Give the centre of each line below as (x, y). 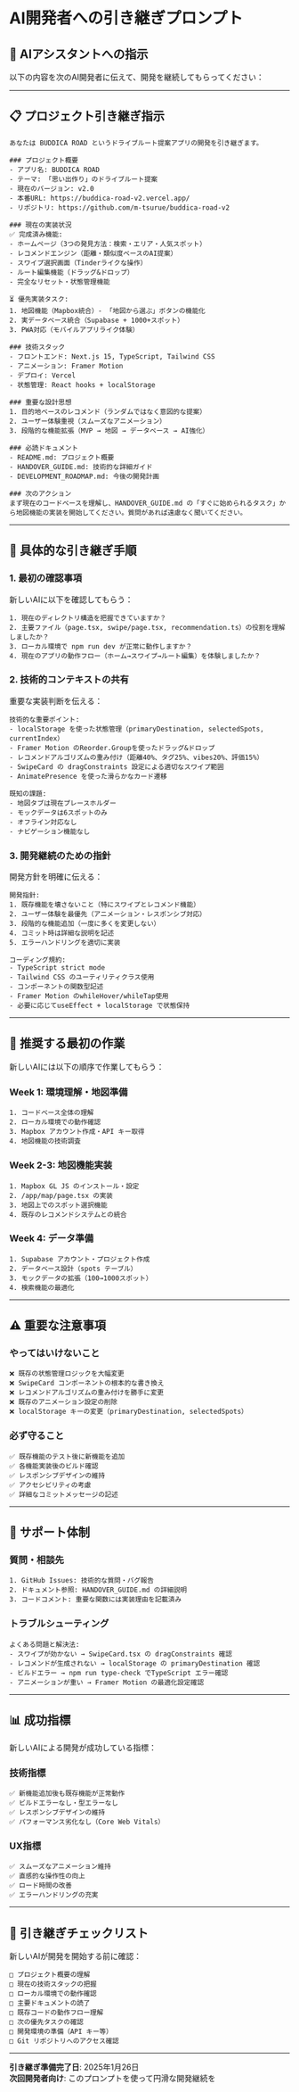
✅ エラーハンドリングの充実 (54, 1895)
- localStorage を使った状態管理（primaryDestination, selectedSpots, (137, 729)
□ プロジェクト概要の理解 (50, 1974)
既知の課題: (28, 794)
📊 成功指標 (40, 1720)
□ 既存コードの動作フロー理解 (57, 2013)
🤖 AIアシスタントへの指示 (79, 54)
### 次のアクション (40, 493)
